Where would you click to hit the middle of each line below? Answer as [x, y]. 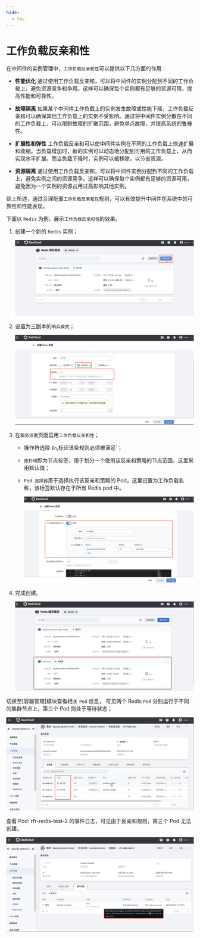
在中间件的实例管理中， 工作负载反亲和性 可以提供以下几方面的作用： [87, 68]
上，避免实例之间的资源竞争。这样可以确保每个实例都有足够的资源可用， [103, 179]
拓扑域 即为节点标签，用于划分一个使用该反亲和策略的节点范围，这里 [106, 460]
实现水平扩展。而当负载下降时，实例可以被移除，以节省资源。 [90, 158]
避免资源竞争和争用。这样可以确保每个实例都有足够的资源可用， [109, 89]
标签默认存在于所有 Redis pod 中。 [82, 488]
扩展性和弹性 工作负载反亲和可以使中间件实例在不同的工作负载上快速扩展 [104, 144]
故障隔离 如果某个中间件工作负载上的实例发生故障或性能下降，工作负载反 [104, 109]
